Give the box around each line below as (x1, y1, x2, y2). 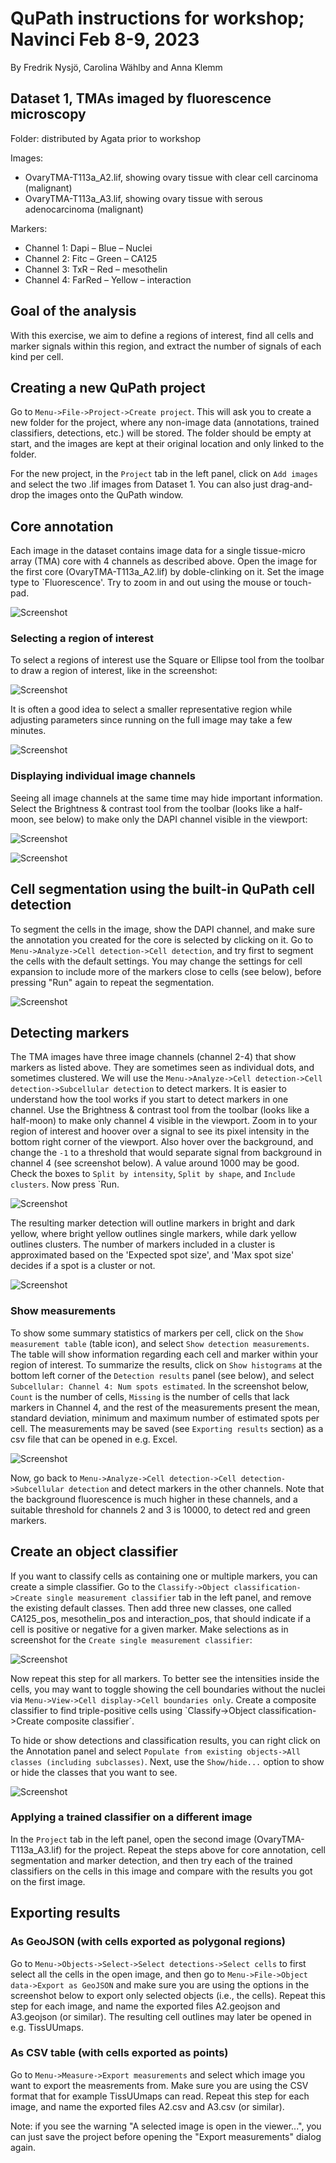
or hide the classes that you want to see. (10, 1766, 178, 1778)
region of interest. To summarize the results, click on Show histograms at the (10, 1358, 323, 1371)
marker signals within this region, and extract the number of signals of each (10, 340, 322, 352)
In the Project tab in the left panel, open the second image (10, 1833, 252, 1845)
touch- (284, 577, 312, 589)
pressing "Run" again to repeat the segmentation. (10, 976, 215, 988)
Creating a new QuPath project (10, 379, 206, 396)
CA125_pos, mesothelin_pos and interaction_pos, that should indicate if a (10, 1612, 312, 1624)
